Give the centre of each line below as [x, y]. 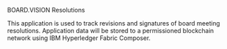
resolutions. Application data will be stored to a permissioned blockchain [111, 31]
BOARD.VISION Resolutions [46, 10]
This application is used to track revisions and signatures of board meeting [113, 23]
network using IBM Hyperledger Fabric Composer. [79, 38]
